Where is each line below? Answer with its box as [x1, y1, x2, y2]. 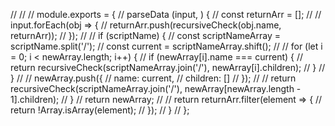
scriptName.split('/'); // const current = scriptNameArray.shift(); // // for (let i [10, 40, 323, 52]
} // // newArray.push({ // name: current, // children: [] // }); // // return [10, 72, 297, 84]
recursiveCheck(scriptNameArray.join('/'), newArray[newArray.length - [10, 83, 302, 94]
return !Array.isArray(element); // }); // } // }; [10, 104, 190, 116]
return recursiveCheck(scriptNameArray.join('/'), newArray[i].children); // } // [10, 62, 326, 73]
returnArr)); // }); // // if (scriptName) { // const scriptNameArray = [10, 30, 281, 41]
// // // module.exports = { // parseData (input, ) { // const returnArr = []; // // [10, 9, 322, 20]
